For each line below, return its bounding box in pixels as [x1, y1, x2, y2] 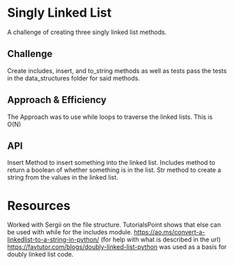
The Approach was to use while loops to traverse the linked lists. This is [7, 113, 213, 121]
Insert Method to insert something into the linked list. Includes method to [7, 159, 216, 167]
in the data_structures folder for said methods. [7, 74, 141, 82]
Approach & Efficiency [7, 94, 107, 106]
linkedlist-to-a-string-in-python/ [7, 235, 100, 244]
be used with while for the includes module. [7, 228, 133, 236]
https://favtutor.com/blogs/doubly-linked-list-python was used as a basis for [7, 243, 227, 251]
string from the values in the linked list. [7, 173, 118, 182]
